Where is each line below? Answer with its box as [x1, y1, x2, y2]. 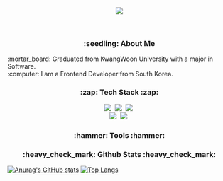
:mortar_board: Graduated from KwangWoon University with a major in [7, 54, 214, 63]
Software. [7, 62, 36, 71]
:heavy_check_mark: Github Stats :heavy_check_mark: [22, 149, 217, 159]
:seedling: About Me [83, 39, 156, 48]
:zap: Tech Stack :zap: [80, 88, 159, 98]
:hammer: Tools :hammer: [73, 130, 165, 140]
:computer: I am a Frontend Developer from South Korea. [7, 70, 174, 78]
